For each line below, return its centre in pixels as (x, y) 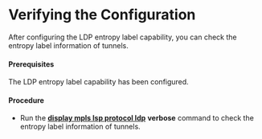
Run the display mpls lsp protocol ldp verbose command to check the (137, 118)
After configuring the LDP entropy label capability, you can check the (123, 37)
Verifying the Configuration (102, 15)
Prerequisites (31, 64)
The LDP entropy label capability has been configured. (98, 82)
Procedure (26, 100)
